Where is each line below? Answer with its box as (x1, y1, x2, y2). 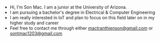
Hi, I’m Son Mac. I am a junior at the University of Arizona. (9, 4, 127, 10)
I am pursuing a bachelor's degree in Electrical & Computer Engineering (9, 9, 156, 15)
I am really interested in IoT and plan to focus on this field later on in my (9, 15, 155, 20)
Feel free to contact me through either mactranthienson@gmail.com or (9, 25, 153, 31)
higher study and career (9, 20, 59, 26)
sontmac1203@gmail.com (9, 31, 63, 36)
